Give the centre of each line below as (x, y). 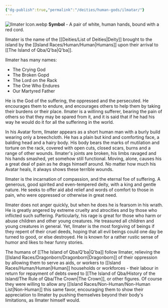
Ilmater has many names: (31, 60)
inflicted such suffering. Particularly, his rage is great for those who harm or (83, 215)
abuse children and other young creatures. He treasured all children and (80, 221)
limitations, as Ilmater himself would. (43, 300)
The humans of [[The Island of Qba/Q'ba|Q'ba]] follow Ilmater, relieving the (83, 252)
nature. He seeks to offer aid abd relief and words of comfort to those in (79, 190)
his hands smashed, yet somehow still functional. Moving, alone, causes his (83, 159)
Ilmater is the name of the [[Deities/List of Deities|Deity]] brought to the (79, 39)
